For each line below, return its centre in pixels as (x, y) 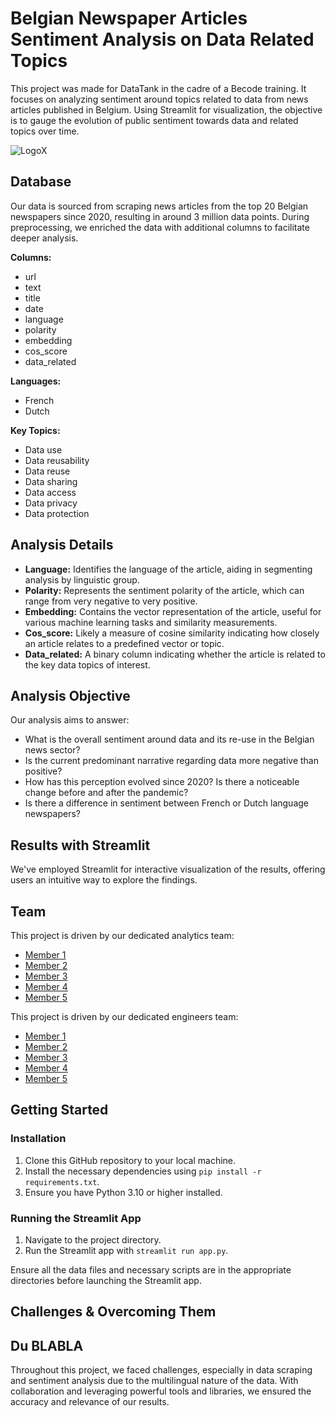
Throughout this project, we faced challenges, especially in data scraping (161, 1370)
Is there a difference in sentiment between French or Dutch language (166, 803)
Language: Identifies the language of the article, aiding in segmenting (168, 569)
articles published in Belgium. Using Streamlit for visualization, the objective (166, 109)
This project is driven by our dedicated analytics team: (122, 935)
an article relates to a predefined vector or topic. (124, 643)
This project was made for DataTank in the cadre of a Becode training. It (158, 88)
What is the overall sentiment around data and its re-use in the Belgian (169, 739)
